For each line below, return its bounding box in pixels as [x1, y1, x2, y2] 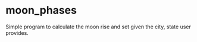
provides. [5, 29, 29, 36]
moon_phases [5, 4, 77, 17]
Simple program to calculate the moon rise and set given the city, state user [5, 23, 191, 30]
